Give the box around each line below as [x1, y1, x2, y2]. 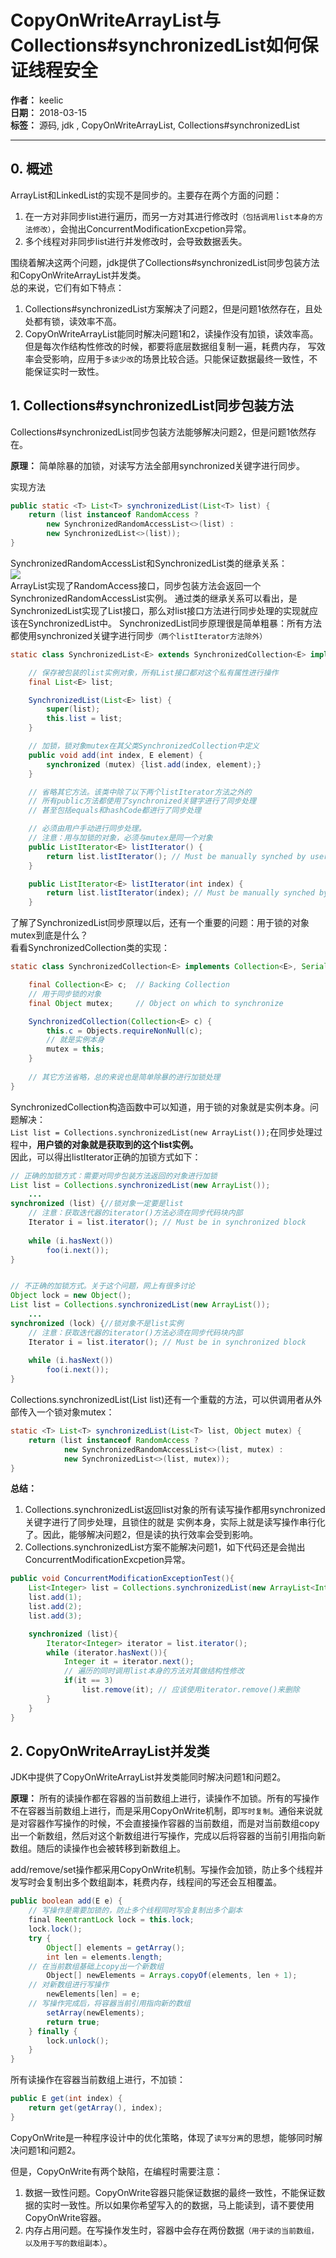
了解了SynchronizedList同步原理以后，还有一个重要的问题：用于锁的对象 [10, 917, 310, 929]
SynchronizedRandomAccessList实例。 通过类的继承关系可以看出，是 [10, 592, 298, 604]
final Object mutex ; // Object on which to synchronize [28, 998, 284, 1008]
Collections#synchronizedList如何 [10, 34, 302, 57]
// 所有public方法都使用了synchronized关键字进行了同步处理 [28, 796, 257, 806]
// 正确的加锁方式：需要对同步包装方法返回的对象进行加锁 [10, 1171, 218, 1181]
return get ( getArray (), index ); [28, 2103, 163, 2113]
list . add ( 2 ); [28, 1602, 83, 1612]
